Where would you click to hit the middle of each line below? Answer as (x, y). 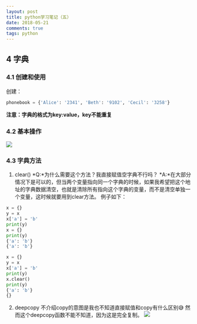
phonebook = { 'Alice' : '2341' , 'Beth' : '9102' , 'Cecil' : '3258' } (88, 102)
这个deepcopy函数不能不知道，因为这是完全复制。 (81, 315)
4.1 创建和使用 (26, 77)
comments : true (25, 28)
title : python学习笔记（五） (39, 17)
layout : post (22, 12)
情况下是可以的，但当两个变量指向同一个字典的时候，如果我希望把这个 (100, 182)
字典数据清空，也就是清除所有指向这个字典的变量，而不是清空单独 (105, 189)
